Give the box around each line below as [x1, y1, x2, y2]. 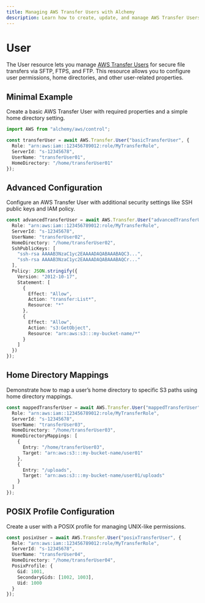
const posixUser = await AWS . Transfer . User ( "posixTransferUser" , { [6, 535, 182, 541]
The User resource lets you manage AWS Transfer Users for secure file [6, 61, 185, 68]
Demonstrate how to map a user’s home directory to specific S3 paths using [6, 386, 198, 394]
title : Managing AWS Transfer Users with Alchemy [6, 9, 135, 15]
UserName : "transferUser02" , [12, 234, 86, 240]
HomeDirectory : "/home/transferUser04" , [12, 557, 116, 563]
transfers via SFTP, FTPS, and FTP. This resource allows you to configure [6, 68, 191, 75]
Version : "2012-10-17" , [17, 273, 78, 280]
